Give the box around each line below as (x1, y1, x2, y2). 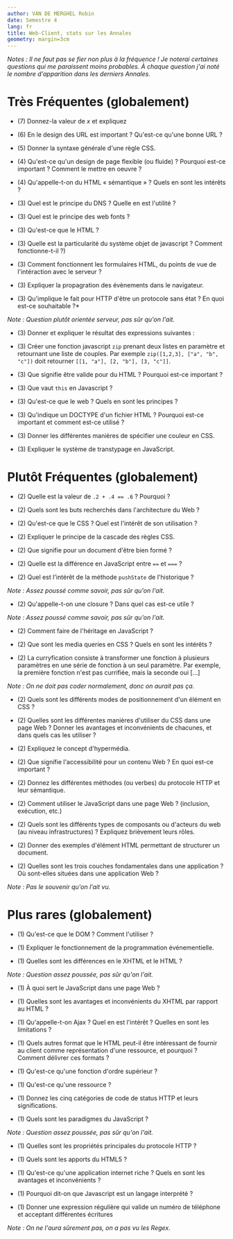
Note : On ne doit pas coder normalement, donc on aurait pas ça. (7, 682, 195, 690)
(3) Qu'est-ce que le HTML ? (17, 226, 99, 235)
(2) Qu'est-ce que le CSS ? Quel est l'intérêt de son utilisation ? (17, 519, 198, 528)
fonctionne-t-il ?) (17, 247, 66, 255)
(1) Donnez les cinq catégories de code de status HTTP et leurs (17, 1094, 199, 1102)
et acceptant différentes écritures (17, 1210, 113, 1218)
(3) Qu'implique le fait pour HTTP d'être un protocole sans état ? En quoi (17, 294, 224, 303)
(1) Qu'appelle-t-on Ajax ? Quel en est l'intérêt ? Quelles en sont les (17, 1018, 209, 1026)
